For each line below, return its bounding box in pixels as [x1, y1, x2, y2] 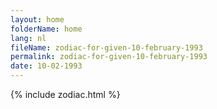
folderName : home [10, 24, 83, 34]
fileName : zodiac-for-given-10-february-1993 [10, 42, 203, 53]
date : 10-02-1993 [10, 61, 83, 71]
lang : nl [10, 33, 47, 43]
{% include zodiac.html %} [10, 89, 121, 100]
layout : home [10, 14, 65, 25]
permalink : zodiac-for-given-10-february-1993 [10, 52, 208, 62]
